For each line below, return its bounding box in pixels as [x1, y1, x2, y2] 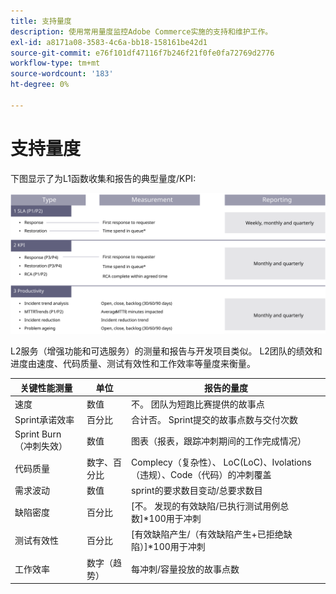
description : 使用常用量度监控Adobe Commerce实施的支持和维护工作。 [10, 26, 273, 37]
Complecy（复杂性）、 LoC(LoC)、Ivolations [131, 456, 312, 468]
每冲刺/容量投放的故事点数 [131, 563, 240, 575]
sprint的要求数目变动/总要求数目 [131, 484, 263, 496]
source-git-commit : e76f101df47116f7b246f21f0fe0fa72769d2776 [10, 48, 275, 58]
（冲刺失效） [14, 440, 68, 452]
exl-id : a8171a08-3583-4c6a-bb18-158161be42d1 [10, 37, 208, 47]
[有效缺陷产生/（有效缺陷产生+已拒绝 [131, 528, 284, 540]
